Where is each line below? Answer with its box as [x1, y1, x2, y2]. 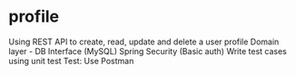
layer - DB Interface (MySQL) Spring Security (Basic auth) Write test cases [8, 45, 287, 56]
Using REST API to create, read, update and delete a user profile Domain [8, 36, 280, 47]
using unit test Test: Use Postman [8, 55, 134, 66]
